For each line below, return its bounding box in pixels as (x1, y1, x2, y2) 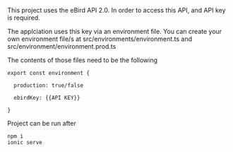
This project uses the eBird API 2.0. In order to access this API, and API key (7, 6, 226, 14)
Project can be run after (7, 119, 76, 127)
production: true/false (13, 82, 83, 89)
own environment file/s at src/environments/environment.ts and (7, 35, 193, 43)
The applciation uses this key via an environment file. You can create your (7, 28, 222, 35)
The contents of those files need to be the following (7, 56, 157, 64)
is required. (7, 13, 40, 22)
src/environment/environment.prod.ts (7, 42, 116, 50)
